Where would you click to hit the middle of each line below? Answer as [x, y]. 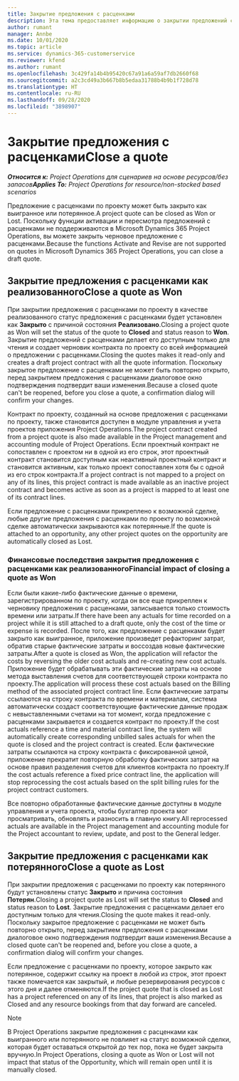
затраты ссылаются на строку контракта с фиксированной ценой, [108, 751]
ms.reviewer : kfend [36, 61]
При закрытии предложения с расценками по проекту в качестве [108, 309]
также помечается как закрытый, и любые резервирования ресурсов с [116, 981]
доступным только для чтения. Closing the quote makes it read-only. [109, 914]
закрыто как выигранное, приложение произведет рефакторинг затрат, [116, 638]
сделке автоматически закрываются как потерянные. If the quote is [110, 526]
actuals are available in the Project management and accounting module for [118, 826]
